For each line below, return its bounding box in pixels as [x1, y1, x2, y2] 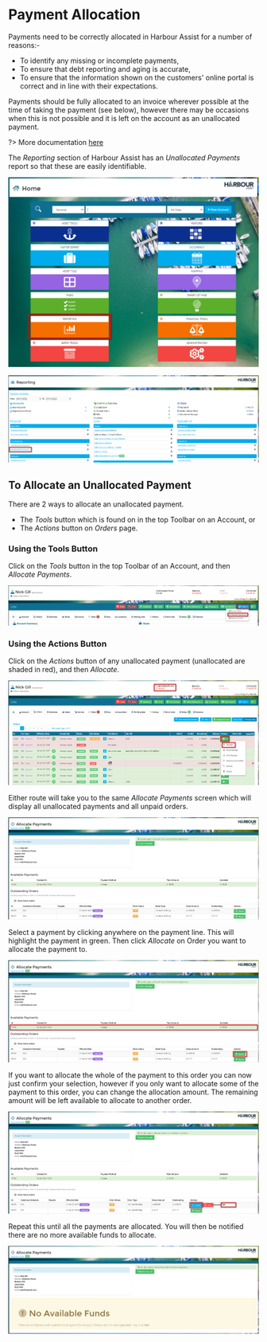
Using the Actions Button [8, 638, 107, 649]
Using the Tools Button [8, 543, 98, 554]
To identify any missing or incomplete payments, [19, 56, 180, 65]
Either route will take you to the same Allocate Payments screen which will [8, 793, 252, 803]
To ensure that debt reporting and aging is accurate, [19, 64, 191, 73]
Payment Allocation [8, 6, 141, 24]
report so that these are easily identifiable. [8, 161, 147, 170]
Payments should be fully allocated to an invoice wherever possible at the [8, 96, 250, 106]
